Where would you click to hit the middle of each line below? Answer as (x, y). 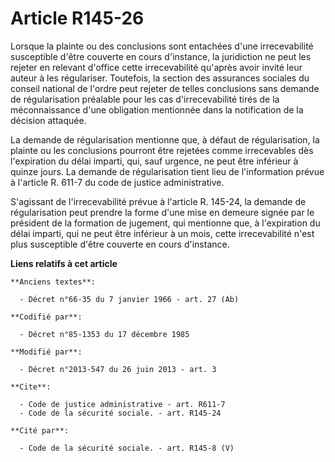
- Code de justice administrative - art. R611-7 (122, 404)
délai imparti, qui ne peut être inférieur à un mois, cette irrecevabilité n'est (162, 233)
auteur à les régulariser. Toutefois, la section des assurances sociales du (160, 78)
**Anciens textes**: (53, 282)
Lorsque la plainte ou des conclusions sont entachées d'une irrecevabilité (162, 46)
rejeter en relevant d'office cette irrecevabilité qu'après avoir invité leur (156, 67)
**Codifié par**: (46, 317)
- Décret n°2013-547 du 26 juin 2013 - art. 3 (118, 369)
